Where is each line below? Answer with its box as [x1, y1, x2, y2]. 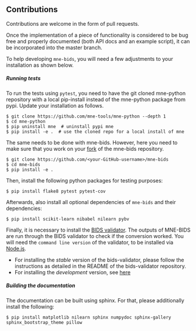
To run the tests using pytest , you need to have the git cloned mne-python [6, 89, 186, 96]
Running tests [6, 75, 41, 82]
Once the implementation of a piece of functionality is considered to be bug [6, 32, 188, 39]
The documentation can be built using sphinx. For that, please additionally [6, 296, 184, 304]
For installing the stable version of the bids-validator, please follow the [14, 256, 184, 263]
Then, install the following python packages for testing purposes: [6, 177, 163, 184]
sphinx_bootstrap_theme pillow [6, 319, 82, 325]
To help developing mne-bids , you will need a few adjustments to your [6, 55, 174, 62]
